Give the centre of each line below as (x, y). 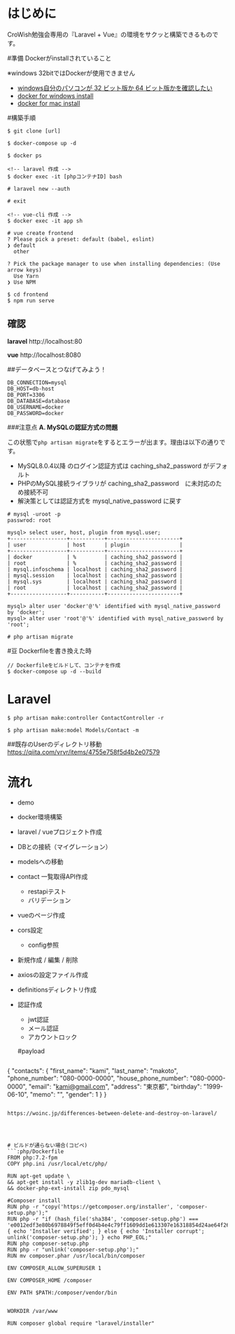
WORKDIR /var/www (33, 1311)
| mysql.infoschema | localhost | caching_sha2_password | (95, 569)
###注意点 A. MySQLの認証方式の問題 (63, 427)
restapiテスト (47, 891)
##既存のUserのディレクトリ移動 (55, 744)
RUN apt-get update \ (39, 1176)
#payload (31, 1051)
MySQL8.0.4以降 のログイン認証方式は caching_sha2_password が (113, 466)
